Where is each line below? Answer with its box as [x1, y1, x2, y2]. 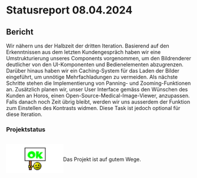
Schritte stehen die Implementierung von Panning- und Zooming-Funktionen [6, 80, 191, 87]
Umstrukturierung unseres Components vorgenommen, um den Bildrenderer [6, 55, 191, 61]
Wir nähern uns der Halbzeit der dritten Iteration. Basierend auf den [6, 42, 169, 49]
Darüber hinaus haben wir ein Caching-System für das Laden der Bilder [6, 67, 179, 74]
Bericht [6, 27, 34, 37]
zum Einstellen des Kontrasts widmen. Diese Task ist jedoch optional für [6, 105, 181, 111]
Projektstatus [6, 125, 46, 133]
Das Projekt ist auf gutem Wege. [63, 156, 141, 163]
